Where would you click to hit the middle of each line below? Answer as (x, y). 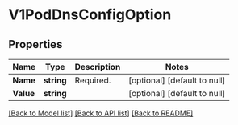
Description (98, 67)
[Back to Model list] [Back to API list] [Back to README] (101, 113)
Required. (93, 80)
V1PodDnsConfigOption (90, 15)
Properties (35, 44)
